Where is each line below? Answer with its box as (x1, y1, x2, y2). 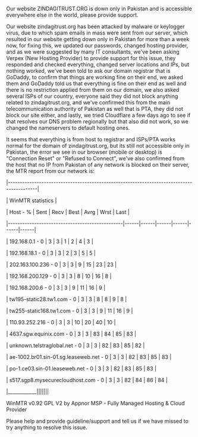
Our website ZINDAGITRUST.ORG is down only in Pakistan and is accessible (6, 5, 192, 12)
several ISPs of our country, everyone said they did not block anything (6, 92, 178, 100)
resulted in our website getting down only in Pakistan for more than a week (6, 36, 190, 42)
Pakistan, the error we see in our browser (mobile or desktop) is (6, 148, 162, 156)
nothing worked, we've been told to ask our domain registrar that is (6, 67, 171, 74)
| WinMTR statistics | (6, 197, 57, 204)
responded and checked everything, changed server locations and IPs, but (6, 61, 190, 68)
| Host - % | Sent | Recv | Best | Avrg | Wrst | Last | (6, 209, 130, 215)
